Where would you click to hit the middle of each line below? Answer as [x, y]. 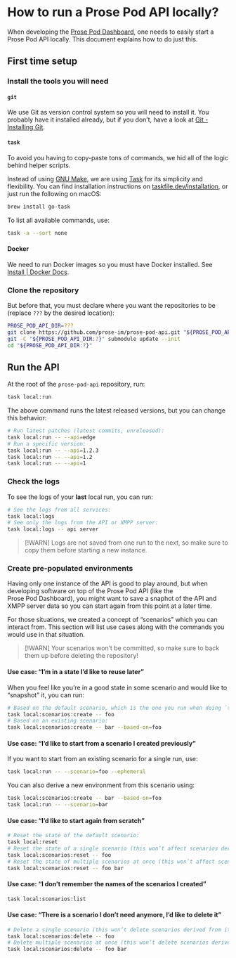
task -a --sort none [38, 233]
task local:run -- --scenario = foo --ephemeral [77, 772]
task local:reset [33, 842]
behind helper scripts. [39, 165]
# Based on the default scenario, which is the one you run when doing [114, 708]
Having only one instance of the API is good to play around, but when [108, 583]
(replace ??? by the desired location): [61, 313]
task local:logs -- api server [53, 529]
